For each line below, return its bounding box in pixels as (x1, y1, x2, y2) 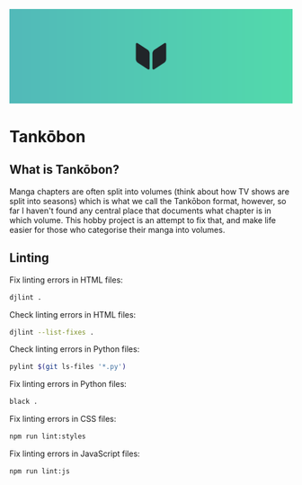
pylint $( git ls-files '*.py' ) (9, 363, 127, 372)
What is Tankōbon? (9, 162, 120, 177)
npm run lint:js (9, 467, 70, 476)
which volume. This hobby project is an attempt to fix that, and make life (9, 214, 277, 225)
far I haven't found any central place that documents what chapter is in (9, 205, 271, 216)
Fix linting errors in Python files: (9, 379, 128, 390)
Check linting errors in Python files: (9, 344, 140, 355)
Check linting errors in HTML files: (9, 309, 137, 319)
